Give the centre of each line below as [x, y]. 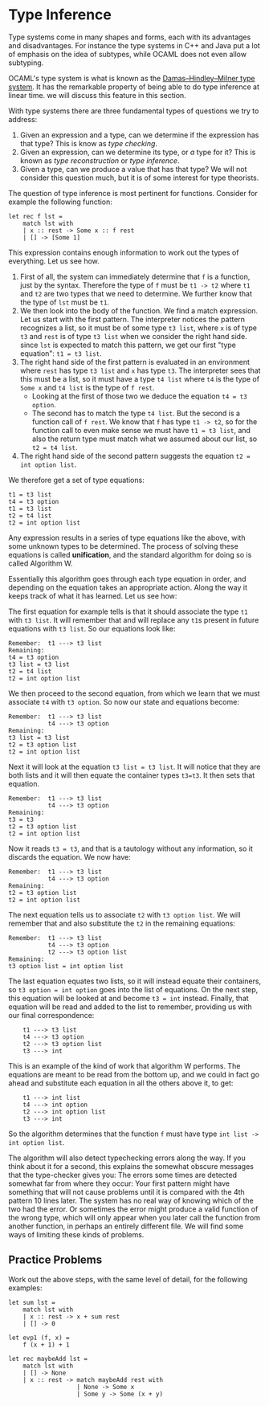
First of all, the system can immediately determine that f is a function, [135, 276]
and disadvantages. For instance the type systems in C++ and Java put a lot [134, 45]
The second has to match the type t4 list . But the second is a [136, 413]
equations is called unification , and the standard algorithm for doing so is [130, 554]
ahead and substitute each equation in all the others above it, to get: [121, 1083]
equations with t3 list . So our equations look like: [92, 628]
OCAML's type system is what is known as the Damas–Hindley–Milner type [132, 78]
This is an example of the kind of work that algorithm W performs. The [124, 1065]
